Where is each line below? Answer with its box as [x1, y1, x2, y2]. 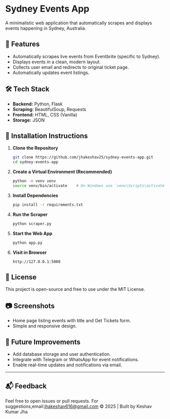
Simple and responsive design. [12, 323, 77, 329]
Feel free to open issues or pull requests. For [5, 398, 99, 404]
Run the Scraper [12, 211, 48, 217]
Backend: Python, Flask [12, 101, 63, 107]
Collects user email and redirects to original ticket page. [12, 64, 129, 70]
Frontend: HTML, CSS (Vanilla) [12, 111, 77, 118]
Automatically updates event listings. [12, 69, 90, 75]
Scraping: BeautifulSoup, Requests [12, 106, 87, 112]
